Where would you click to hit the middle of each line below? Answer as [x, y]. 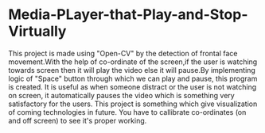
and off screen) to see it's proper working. [78, 120]
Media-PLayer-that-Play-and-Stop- [128, 15]
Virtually [37, 31]
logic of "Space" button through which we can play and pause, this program [133, 78]
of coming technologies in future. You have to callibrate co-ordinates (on [127, 112]
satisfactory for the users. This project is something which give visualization [133, 104]
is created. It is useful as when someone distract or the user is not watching [132, 87]
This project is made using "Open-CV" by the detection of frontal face [123, 53]
